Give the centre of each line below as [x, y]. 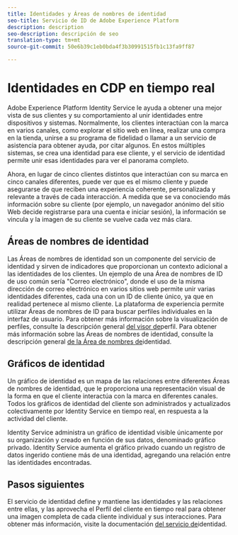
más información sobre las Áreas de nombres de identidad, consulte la [110, 334]
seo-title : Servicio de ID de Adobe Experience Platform [93, 21]
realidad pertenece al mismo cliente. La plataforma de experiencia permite [116, 304]
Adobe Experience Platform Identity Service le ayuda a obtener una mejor [115, 108]
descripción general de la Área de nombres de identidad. [90, 342]
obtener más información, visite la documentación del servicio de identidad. [117, 524]
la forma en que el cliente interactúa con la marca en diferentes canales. [113, 396]
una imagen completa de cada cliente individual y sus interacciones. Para [114, 517]
